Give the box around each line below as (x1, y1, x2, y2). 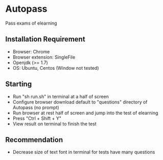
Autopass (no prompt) (12, 104, 60, 110)
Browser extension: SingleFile (12, 54, 76, 60)
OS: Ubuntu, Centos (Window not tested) (12, 65, 99, 71)
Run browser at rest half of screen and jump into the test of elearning (12, 110, 158, 116)
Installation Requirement (5, 35, 85, 44)
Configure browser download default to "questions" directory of (12, 98, 148, 105)
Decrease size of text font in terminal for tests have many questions (12, 149, 155, 155)
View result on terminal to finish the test (12, 121, 97, 127)
